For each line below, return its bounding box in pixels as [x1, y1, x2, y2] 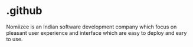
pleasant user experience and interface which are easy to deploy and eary [6, 29, 187, 36]
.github [6, 4, 42, 17]
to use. [6, 35, 23, 42]
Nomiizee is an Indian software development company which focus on [6, 23, 177, 30]
